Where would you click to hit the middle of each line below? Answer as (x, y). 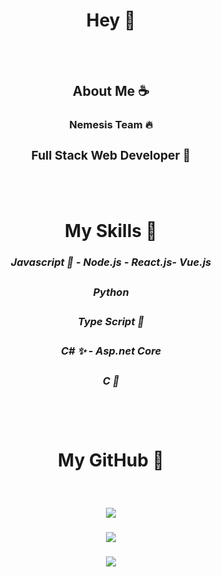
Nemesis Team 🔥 (111, 125)
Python (111, 292)
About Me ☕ (111, 91)
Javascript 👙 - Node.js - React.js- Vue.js (111, 262)
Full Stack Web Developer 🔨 (111, 155)
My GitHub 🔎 (111, 460)
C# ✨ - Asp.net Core (111, 351)
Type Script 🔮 (111, 322)
